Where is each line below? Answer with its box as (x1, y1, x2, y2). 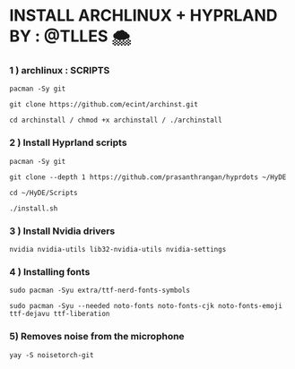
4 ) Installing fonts (9, 266, 91, 278)
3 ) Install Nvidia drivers (9, 225, 116, 237)
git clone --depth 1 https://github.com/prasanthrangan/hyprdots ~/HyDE (9, 172, 287, 182)
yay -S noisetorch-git (9, 350, 94, 359)
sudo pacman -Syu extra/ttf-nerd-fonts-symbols (9, 286, 191, 296)
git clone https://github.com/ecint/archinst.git (9, 100, 199, 109)
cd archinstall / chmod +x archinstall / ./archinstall (9, 116, 222, 125)
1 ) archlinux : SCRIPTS (9, 64, 110, 77)
